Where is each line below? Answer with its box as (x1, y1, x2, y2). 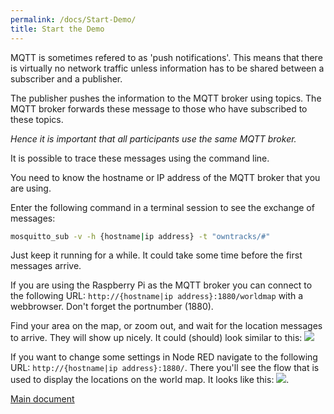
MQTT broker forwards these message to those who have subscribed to (10, 102, 308, 115)
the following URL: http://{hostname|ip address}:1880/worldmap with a (10, 290, 304, 302)
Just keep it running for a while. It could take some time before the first (10, 249, 303, 261)
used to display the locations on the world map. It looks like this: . (10, 374, 290, 386)
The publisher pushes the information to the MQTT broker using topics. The (10, 92, 322, 104)
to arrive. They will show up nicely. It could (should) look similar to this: (10, 332, 303, 344)
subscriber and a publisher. (10, 72, 123, 85)
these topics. (10, 113, 64, 125)
